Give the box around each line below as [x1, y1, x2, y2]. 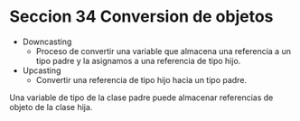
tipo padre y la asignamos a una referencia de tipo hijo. [35, 55, 241, 66]
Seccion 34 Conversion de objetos [9, 6, 274, 27]
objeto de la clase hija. [9, 101, 93, 112]
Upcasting [22, 65, 61, 76]
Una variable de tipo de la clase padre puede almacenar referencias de [9, 92, 274, 103]
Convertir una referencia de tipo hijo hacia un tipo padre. [35, 74, 247, 85]
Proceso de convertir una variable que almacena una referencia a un [35, 45, 292, 56]
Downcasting [22, 36, 72, 47]
